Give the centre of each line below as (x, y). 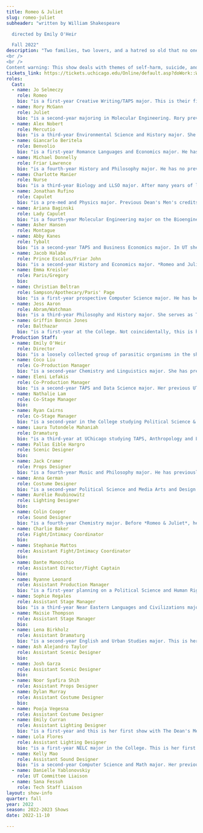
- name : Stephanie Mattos (44, 546)
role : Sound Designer (44, 517)
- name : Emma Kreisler (40, 270)
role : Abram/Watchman (44, 309)
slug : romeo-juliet (31, 18)
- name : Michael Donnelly (44, 157)
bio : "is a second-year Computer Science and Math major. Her (97, 765)
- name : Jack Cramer (37, 461)
